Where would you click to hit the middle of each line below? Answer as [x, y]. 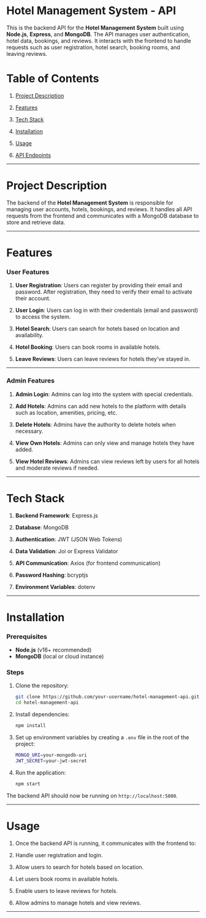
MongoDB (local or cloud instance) [59, 656]
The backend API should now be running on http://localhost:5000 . [92, 795]
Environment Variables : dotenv [55, 586]
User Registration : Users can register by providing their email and [99, 286]
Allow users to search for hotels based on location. [79, 867]
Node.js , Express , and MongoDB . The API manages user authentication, [98, 34]
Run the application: [40, 772]
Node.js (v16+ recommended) [53, 650]
